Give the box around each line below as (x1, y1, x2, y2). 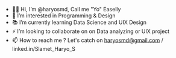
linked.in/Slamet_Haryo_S (11, 45, 75, 52)
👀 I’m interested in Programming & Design (11, 12, 116, 19)
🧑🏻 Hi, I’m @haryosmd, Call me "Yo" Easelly (11, 6, 121, 13)
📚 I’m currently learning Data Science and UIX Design (11, 19, 146, 26)
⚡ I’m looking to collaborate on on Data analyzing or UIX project (11, 28, 170, 35)
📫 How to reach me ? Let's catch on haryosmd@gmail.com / (11, 36, 164, 44)
